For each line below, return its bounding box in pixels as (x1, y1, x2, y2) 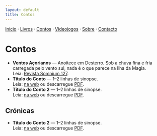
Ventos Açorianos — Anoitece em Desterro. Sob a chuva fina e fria (12, 60, 152, 66)
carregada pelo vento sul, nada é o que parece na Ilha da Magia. (12, 65, 146, 71)
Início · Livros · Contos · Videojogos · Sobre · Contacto (5, 26, 117, 32)
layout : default (5, 7, 39, 13)
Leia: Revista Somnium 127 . (12, 71, 69, 77)
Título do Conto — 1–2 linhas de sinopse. (12, 76, 98, 82)
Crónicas (5, 106, 34, 115)
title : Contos (5, 12, 35, 17)
